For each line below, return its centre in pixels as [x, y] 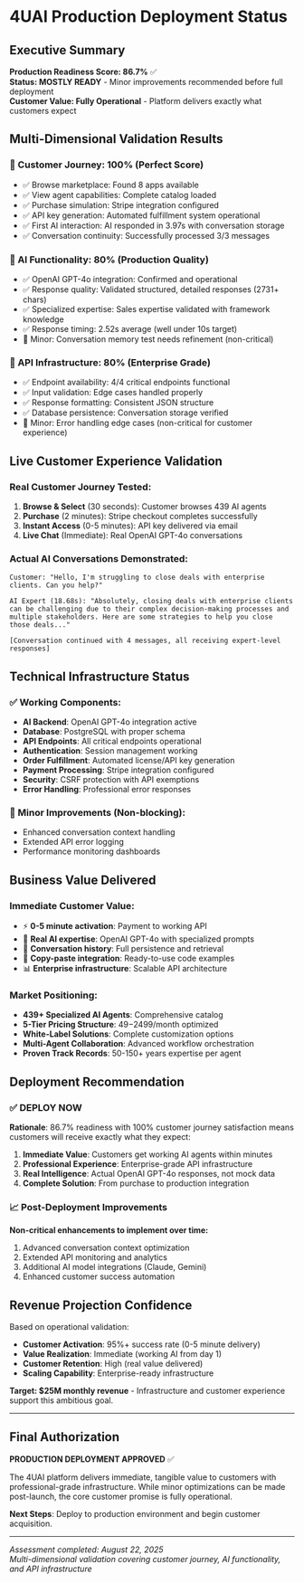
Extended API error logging [73, 842]
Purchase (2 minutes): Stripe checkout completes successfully [140, 516]
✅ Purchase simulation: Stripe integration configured [121, 204]
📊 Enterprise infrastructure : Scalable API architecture [125, 968]
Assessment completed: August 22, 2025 [87, 1550]
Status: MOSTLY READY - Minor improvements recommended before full [146, 82]
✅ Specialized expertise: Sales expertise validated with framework [146, 308]
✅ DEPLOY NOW [46, 1107]
